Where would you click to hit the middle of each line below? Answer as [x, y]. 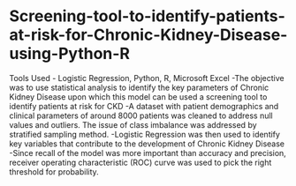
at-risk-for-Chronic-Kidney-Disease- [148, 35]
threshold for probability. [54, 171]
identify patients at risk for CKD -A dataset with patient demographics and [144, 106]
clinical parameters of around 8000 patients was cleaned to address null [141, 115]
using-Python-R [70, 54]
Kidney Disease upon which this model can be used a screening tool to [138, 97]
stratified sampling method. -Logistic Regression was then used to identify [145, 134]
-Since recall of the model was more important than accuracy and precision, [148, 153]
